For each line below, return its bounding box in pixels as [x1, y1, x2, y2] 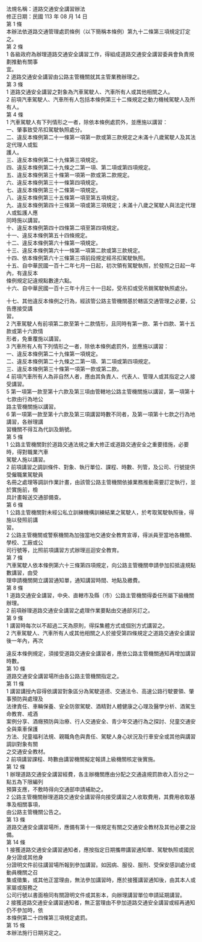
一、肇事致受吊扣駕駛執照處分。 [6, 126, 85, 133]
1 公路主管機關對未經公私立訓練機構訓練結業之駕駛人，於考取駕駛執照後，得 [6, 509, 194, 516]
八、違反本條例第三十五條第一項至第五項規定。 [6, 194, 122, 201]
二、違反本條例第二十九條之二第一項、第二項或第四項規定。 [6, 358, 154, 365]
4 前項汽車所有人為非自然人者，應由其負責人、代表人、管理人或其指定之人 [6, 373, 191, 380]
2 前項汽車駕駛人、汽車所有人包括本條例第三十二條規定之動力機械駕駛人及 [6, 96, 191, 103]
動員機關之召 [6, 869, 38, 876]
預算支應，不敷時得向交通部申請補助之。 [6, 786, 106, 793]
